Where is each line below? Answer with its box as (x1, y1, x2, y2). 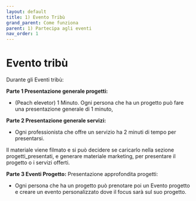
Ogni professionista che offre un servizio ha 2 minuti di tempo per (14, 128, 176, 136)
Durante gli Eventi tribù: (6, 76, 64, 83)
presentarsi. (14, 135, 45, 142)
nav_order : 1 (6, 31, 39, 37)
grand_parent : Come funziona (6, 20, 79, 26)
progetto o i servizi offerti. (6, 159, 70, 167)
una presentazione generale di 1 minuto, (14, 105, 113, 113)
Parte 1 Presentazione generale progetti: (6, 87, 108, 95)
